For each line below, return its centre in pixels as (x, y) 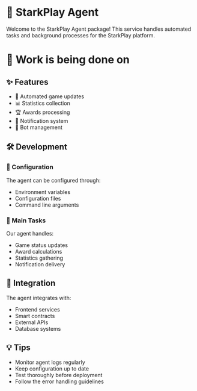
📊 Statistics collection (42, 103)
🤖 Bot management (39, 127)
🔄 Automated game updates (50, 96)
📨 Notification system (41, 120)
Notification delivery (40, 264)
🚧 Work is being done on (68, 60)
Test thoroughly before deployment (59, 375)
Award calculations (38, 251)
